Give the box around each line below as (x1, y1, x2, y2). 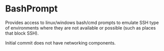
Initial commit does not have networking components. (5, 39, 116, 45)
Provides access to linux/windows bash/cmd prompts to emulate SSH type (5, 19, 159, 25)
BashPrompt (5, 3, 58, 14)
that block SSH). (5, 30, 39, 36)
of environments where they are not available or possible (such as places (5, 24, 156, 30)
